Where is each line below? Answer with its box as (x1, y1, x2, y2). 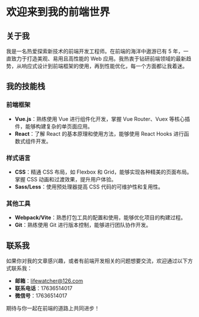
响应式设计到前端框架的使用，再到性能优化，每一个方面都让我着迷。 (21, 63, 188, 69)
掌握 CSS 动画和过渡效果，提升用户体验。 (14, 175, 117, 182)
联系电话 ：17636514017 (14, 285, 73, 292)
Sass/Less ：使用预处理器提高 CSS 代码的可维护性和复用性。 (14, 183, 164, 190)
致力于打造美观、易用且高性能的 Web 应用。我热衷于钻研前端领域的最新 (11, 55, 187, 62)
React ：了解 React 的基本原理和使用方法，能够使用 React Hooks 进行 (14, 130, 184, 137)
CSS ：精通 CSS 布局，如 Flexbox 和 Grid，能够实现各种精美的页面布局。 (14, 168, 192, 175)
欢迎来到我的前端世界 (6, 5, 111, 19)
